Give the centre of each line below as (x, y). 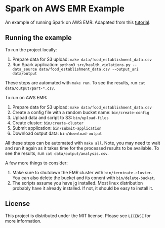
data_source (24, 69)
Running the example (39, 38)
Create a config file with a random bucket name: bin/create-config (81, 112)
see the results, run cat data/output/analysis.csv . (57, 153)
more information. (23, 221)
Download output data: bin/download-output (57, 133)
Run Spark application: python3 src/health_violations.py (71, 64)
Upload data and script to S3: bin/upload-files (60, 117)
